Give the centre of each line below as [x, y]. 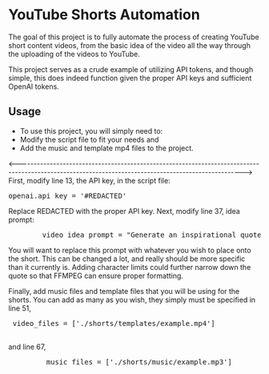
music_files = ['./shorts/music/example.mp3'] [139, 362]
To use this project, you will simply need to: [91, 131]
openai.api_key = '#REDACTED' [68, 195]
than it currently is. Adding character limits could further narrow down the [130, 267]
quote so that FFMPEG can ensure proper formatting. [96, 275]
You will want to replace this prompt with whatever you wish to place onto [130, 250]
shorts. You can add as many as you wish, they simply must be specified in [132, 300]
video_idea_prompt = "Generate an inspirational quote [152, 235]
